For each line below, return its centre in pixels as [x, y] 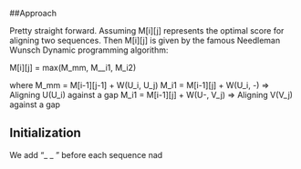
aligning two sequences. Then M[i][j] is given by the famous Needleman [145, 40]
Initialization [46, 133]
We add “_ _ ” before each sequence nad [86, 154]
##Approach [33, 13]
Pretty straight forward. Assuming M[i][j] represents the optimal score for [147, 30]
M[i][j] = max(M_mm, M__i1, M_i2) [73, 68]
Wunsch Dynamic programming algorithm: [89, 50]
